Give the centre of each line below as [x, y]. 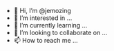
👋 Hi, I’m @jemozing [42, 11]
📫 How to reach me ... [46, 40]
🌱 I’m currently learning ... [50, 25]
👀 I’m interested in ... [43, 18]
